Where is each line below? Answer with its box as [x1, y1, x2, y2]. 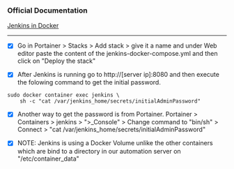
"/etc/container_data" [17, 154, 80, 163]
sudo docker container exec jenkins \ [7, 91, 120, 99]
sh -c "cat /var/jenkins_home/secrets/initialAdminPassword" [19, 98, 201, 105]
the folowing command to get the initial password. [17, 78, 162, 87]
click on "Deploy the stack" [17, 57, 96, 65]
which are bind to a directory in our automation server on [17, 147, 181, 155]
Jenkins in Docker [7, 22, 59, 30]
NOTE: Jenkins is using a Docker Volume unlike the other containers [17, 139, 214, 147]
